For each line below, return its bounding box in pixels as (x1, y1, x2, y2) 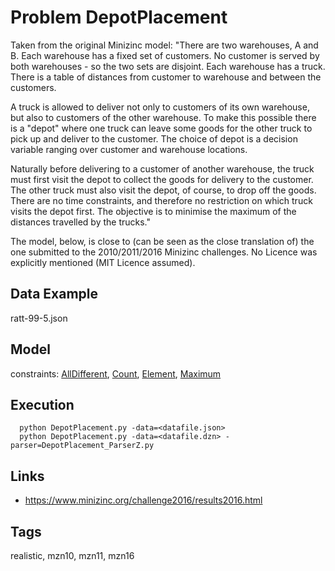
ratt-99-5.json (10, 312, 68, 324)
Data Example (10, 286, 99, 303)
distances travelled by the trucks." (10, 216, 152, 228)
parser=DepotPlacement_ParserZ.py (10, 441, 155, 451)
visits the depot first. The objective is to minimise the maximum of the (10, 205, 297, 217)
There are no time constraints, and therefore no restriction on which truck (10, 194, 313, 206)
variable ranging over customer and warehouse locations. (10, 143, 248, 155)
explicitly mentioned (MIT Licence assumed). (10, 256, 196, 268)
